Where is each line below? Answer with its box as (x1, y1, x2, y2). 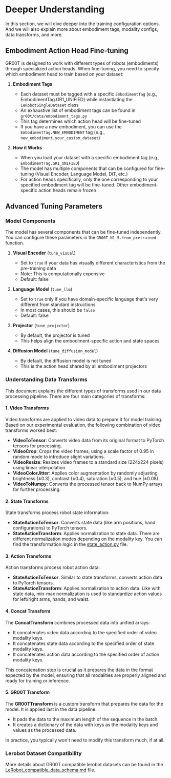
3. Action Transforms (5, 553, 52, 559)
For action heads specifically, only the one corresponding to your (20, 176, 158, 182)
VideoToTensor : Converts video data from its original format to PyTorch (12, 437, 164, 443)
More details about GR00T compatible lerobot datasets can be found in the (5, 762, 163, 768)
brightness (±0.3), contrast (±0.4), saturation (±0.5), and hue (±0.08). (12, 475, 160, 481)
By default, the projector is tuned (20, 332, 90, 338)
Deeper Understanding (5, 4, 105, 15)
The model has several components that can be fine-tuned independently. (5, 229, 162, 235)
